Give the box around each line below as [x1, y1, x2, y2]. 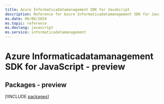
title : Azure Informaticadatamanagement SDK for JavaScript [5, 7, 130, 12]
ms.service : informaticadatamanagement [5, 30, 86, 35]
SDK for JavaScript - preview [5, 62, 125, 72]
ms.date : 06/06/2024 [5, 16, 47, 21]
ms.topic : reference [5, 21, 47, 26]
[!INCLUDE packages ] [5, 94, 49, 99]
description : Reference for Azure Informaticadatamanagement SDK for [5, 12, 150, 17]
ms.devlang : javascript [5, 25, 54, 30]
